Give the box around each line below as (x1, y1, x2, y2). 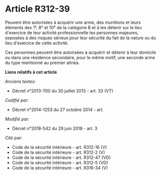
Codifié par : (5, 97, 29, 103)
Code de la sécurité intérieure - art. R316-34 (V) (12, 165, 108, 171)
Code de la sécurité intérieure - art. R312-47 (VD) (12, 154, 111, 160)
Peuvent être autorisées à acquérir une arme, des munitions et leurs (5, 19, 141, 25)
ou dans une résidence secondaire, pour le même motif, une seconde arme (5, 54, 155, 60)
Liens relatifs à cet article (5, 69, 57, 75)
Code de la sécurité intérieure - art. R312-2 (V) (12, 149, 105, 155)
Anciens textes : (5, 79, 36, 84)
